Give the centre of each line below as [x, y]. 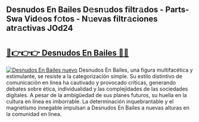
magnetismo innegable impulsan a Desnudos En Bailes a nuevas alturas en [98, 108]
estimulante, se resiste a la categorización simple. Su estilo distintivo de [94, 76]
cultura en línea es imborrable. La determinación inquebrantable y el [90, 101]
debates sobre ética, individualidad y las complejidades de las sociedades [97, 89]
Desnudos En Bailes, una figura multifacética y [136, 70]
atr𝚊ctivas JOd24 [40, 28]
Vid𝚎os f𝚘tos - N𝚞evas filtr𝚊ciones [91, 19]
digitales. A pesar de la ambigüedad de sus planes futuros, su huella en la [97, 95]
